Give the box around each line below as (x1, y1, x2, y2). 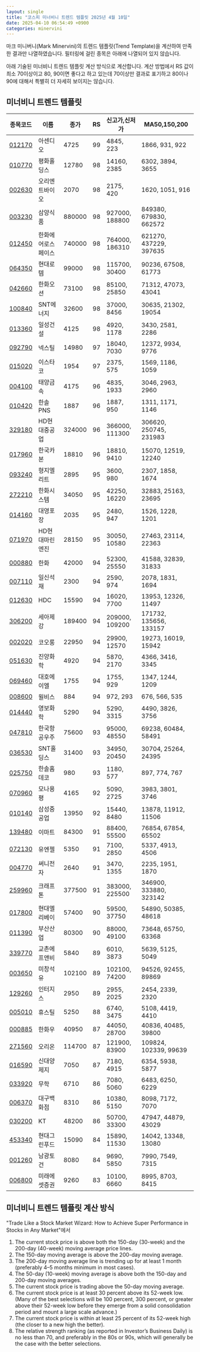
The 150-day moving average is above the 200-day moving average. (14, 1251, 183, 1258)
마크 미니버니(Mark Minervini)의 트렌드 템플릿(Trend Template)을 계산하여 (6, 42, 182, 50)
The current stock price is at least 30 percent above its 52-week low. (14, 1289, 184, 1296)
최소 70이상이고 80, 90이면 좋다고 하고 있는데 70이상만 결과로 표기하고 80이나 (6, 70, 189, 78)
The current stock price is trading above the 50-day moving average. (14, 1283, 185, 1290)
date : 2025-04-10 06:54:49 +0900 (6, 20, 89, 26)
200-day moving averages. (14, 1276, 82, 1283)
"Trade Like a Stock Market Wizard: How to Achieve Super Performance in (6, 1219, 189, 1226)
